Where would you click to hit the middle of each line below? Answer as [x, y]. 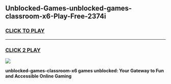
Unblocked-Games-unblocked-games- [69, 8]
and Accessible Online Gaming [38, 76]
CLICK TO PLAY [25, 31]
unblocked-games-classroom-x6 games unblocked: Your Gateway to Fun [85, 70]
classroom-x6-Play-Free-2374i [56, 17]
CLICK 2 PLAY [23, 50]
